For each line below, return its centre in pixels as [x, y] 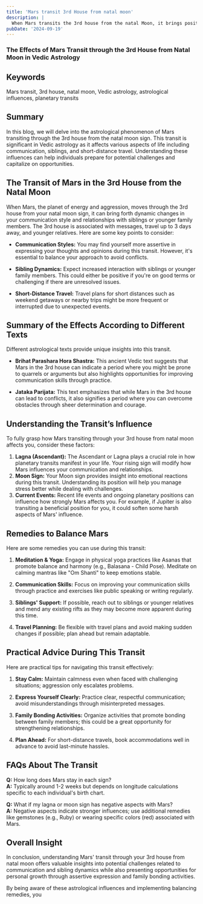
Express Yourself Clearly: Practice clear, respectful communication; [100, 697]
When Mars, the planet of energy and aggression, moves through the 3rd [97, 207]
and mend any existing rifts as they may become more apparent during [103, 609]
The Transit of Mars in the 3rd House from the [94, 183]
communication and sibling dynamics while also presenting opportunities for [101, 870]
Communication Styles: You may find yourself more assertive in [95, 244]
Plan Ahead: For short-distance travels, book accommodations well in [102, 739]
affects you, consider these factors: [50, 445]
